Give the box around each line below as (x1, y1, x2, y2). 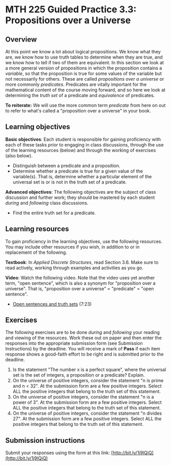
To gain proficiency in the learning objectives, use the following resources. (5, 238, 163, 245)
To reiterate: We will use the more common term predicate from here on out (5, 102, 166, 108)
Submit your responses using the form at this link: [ (5, 450, 113, 456)
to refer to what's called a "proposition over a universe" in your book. (5, 108, 151, 114)
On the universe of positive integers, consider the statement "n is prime (12, 378, 164, 384)
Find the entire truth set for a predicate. (12, 210, 96, 216)
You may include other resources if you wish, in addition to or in (5, 244, 140, 250)
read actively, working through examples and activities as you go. (5, 265, 143, 271)
